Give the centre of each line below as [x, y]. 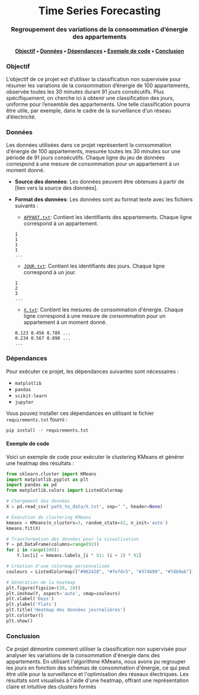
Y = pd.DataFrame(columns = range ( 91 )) [53, 545]
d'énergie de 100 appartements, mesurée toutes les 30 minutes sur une [93, 152]
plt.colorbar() [25, 616]
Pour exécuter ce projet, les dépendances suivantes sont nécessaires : [92, 371]
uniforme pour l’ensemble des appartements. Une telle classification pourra [98, 104]
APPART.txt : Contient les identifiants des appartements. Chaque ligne [108, 217]
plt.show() [20, 621]
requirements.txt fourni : [37, 419]
